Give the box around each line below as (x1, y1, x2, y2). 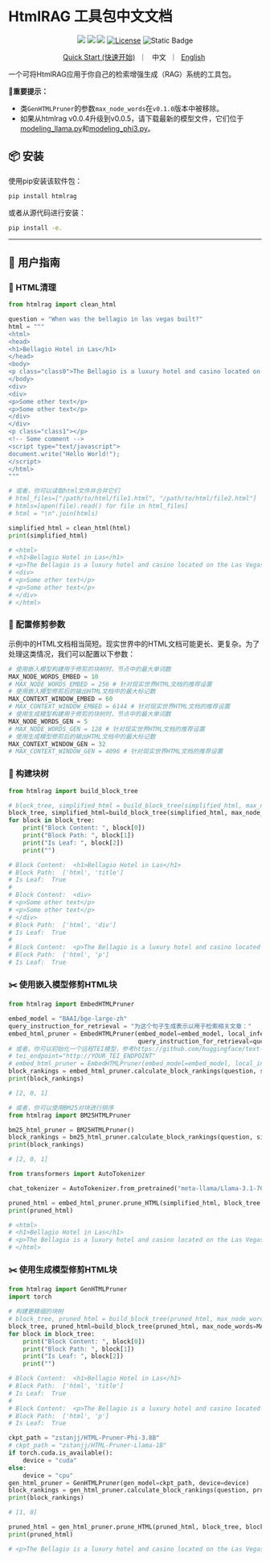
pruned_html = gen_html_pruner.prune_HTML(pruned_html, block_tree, (8, 1523, 243, 1531)
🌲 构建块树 (8, 768, 50, 779)
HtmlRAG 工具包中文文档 (8, 7, 173, 26)
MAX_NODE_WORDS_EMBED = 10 (8, 672, 99, 681)
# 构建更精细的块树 (8, 1307, 64, 1316)
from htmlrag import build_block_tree (8, 787, 138, 795)
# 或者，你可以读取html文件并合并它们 (8, 487, 121, 496)
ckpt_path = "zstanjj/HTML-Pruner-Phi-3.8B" (8, 1434, 160, 1443)
